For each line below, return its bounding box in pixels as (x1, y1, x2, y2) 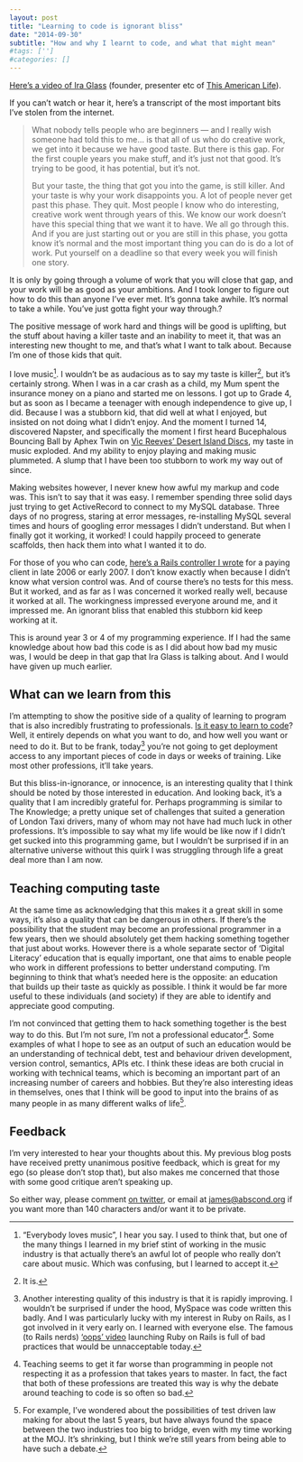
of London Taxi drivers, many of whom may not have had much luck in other (9, 816, 293, 827)
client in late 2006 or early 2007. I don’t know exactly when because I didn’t (9, 566, 290, 578)
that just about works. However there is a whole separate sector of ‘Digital (9, 942, 285, 953)
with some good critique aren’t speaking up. (9, 1177, 173, 1188)
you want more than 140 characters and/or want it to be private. (9, 1204, 246, 1215)
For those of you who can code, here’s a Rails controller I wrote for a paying (9, 557, 290, 568)
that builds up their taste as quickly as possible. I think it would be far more (9, 981, 288, 992)
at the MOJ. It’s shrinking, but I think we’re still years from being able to (22, 1434, 287, 1445)
